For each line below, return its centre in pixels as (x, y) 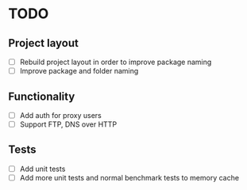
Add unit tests (42, 169)
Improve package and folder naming (79, 71)
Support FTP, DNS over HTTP (68, 124)
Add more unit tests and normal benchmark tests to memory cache (129, 177)
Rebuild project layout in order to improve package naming (116, 62)
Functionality (42, 96)
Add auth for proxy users (60, 115)
